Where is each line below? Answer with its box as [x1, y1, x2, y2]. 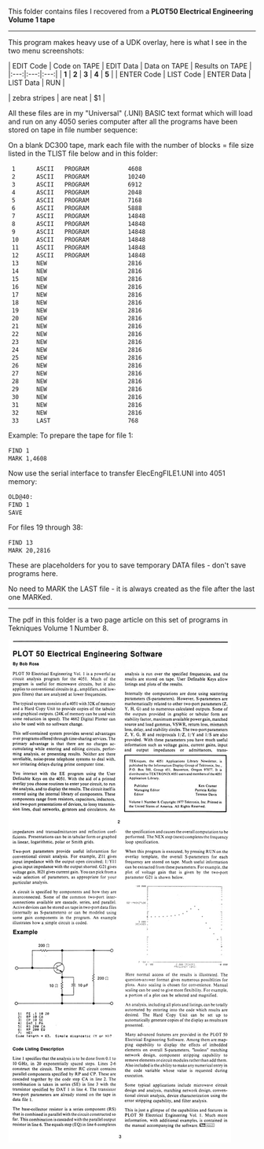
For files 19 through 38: [8, 523, 83, 532]
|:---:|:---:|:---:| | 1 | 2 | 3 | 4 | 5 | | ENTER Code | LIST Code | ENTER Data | [8, 70, 251, 79]
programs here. [8, 569, 58, 578]
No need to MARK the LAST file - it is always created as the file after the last [8, 584, 255, 593]
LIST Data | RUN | [8, 78, 65, 87]
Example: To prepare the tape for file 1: [8, 430, 134, 440]
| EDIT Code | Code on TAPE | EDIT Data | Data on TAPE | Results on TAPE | [8, 61, 252, 70]
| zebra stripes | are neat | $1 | [8, 94, 106, 102]
